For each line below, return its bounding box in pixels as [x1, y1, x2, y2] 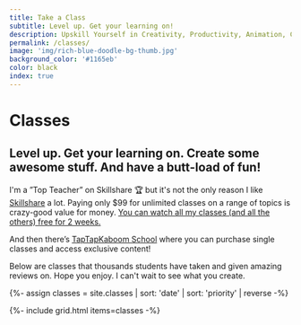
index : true [9, 72, 54, 81]
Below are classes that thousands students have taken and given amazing [9, 260, 282, 271]
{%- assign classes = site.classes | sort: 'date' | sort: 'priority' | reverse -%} [9, 287, 289, 298]
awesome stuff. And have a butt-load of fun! [9, 160, 262, 175]
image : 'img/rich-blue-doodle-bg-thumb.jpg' [9, 47, 178, 56]
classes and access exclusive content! [9, 243, 151, 254]
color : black [9, 64, 58, 73]
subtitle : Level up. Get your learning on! [9, 22, 175, 31]
